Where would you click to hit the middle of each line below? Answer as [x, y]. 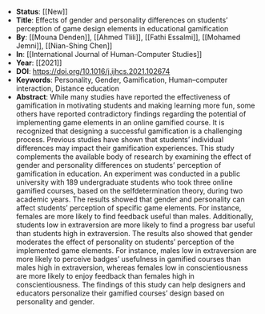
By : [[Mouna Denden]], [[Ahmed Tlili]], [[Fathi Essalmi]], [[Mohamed [128, 37]
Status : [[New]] [42, 12]
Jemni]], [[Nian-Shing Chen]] [64, 46]
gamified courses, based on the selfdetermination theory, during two [129, 191]
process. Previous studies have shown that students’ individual [120, 139]
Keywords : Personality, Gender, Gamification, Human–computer [122, 80]
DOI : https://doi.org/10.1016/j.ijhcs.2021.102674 [93, 71]
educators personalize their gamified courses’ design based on [120, 293]
